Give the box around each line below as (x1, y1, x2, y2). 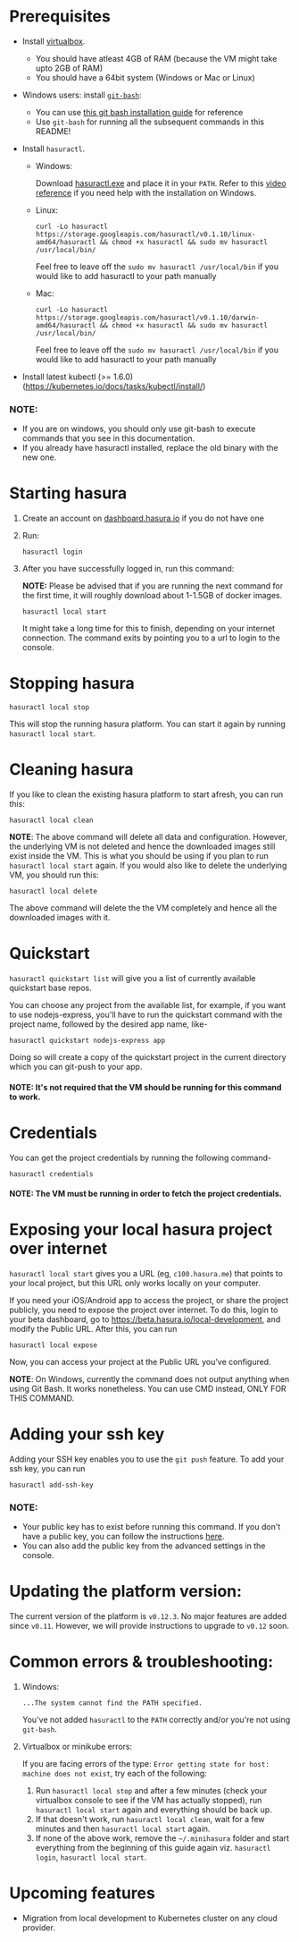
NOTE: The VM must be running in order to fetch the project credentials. (9, 1188, 283, 1200)
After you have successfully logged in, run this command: (21, 564, 235, 574)
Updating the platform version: (9, 1582, 243, 1602)
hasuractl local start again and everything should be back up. (35, 1804, 272, 1815)
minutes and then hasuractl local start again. (35, 1823, 211, 1835)
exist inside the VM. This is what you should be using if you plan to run (9, 851, 270, 861)
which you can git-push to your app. (9, 1061, 143, 1072)
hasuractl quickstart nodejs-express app (9, 1036, 166, 1045)
